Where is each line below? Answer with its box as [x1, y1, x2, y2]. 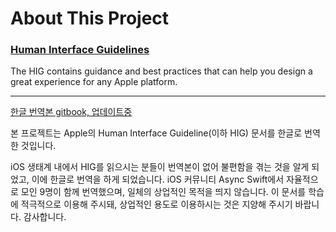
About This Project [10, 7, 170, 30]
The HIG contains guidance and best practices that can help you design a [10, 65, 313, 77]
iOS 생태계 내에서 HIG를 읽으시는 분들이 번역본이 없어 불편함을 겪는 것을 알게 [10, 161, 310, 173]
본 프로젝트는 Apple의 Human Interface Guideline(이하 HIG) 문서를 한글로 [10, 127, 303, 139]
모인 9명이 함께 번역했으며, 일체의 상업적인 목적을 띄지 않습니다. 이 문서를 [20, 186, 307, 198]
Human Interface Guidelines [10, 43, 150, 57]
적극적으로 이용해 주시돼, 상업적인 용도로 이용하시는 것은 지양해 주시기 [20, 198, 293, 211]
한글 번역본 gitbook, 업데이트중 [10, 106, 133, 118]
